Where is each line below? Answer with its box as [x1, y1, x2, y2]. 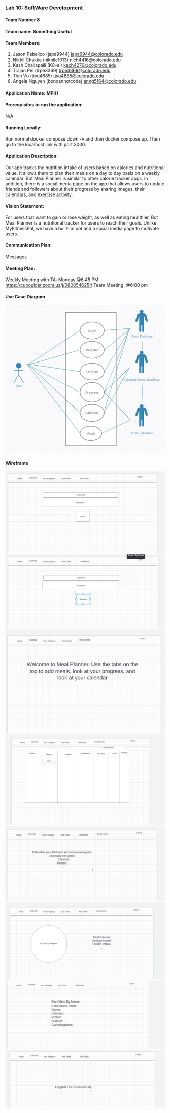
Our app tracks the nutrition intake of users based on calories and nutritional [5, 164, 165, 171]
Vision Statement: [5, 203, 44, 209]
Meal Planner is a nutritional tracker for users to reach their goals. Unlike [5, 219, 157, 226]
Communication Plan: [5, 242, 52, 248]
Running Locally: [5, 124, 42, 131]
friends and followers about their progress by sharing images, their [5, 186, 145, 192]
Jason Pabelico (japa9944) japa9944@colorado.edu [12, 51, 123, 58]
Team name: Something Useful [5, 29, 72, 35]
